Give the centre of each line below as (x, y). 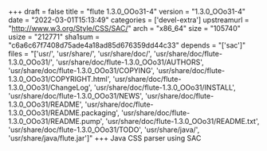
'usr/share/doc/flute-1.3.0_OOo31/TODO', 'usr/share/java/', (104, 130)
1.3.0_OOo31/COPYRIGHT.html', (60, 79)
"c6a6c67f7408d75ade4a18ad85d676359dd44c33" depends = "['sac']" (127, 45)
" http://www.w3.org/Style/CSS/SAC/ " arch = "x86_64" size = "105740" (125, 28)
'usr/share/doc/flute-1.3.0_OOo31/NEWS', (76, 96)
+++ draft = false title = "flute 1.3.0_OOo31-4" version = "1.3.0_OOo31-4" (127, 12)
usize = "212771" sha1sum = (54, 37)
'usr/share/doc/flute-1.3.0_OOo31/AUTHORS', (130, 62)
